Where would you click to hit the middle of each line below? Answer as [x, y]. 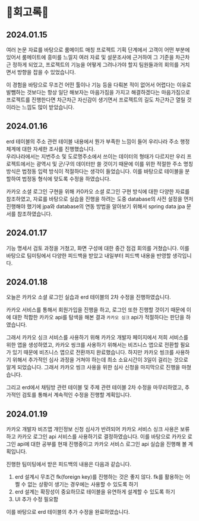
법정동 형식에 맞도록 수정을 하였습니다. [66, 178]
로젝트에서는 [21, 164]
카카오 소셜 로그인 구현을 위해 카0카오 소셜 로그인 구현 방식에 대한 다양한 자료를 [98, 191]
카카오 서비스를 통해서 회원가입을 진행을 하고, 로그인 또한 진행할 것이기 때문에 [96, 310]
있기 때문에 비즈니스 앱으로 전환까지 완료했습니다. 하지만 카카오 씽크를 [93, 352]
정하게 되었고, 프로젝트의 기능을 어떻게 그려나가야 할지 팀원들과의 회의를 [96, 64]
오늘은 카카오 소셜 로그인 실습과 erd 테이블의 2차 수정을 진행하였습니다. [89, 297]
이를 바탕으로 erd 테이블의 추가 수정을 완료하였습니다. [68, 512]
